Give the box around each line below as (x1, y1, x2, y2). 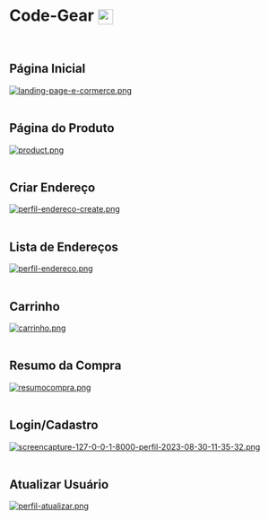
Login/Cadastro (9, 418, 99, 433)
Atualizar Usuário (9, 477, 109, 492)
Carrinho (9, 298, 60, 314)
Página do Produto (9, 120, 115, 136)
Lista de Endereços (9, 239, 119, 254)
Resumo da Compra (9, 358, 122, 374)
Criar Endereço (9, 180, 96, 195)
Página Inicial (9, 61, 86, 76)
